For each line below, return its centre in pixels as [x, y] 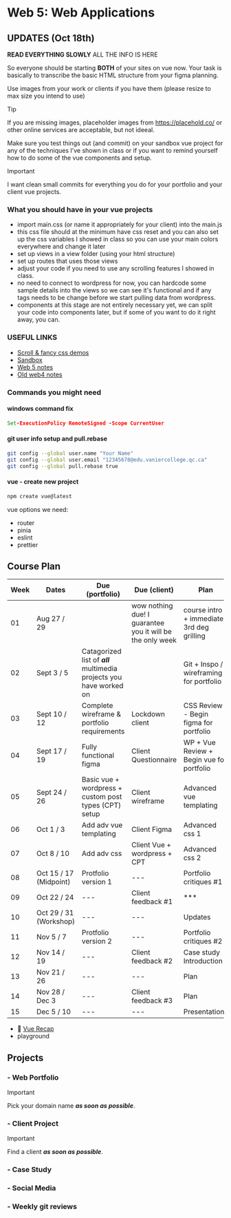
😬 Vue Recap [35, 1029]
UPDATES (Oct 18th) [51, 38]
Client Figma [152, 829]
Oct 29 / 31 [55, 913]
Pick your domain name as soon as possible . [71, 1105]
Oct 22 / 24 [55, 897]
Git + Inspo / [203, 664]
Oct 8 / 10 [53, 853]
